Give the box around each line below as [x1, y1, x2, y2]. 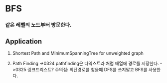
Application [5, 37, 42, 45]
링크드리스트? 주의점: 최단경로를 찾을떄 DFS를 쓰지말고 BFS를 [27, 66, 148, 72]
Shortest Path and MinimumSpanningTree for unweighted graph [12, 50, 144, 56]
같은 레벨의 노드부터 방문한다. [5, 22, 72, 29]
